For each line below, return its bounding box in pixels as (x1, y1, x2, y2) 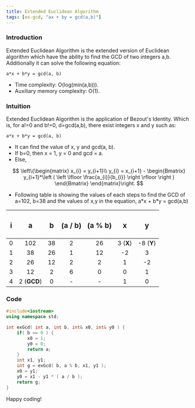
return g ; (16, 379, 41, 385)
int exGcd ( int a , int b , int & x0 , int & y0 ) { (6, 324, 125, 330)
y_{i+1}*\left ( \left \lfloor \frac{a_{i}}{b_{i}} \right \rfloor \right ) (23, 174, 175, 181)
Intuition (6, 102, 31, 110)
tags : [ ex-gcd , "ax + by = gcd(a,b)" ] (6, 14, 101, 20)
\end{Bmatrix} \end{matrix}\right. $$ (54, 180, 144, 187)
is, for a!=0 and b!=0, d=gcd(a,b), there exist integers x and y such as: (6, 122, 177, 129)
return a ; (27, 346, 51, 352)
